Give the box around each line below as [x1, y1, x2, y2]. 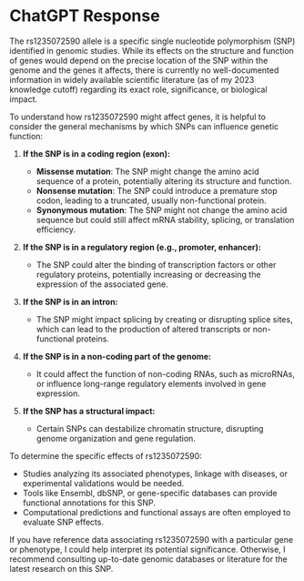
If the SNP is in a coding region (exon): [22, 148, 171, 159]
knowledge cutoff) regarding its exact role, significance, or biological [9, 84, 268, 95]
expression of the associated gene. [35, 279, 168, 290]
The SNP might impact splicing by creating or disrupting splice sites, [35, 313, 293, 324]
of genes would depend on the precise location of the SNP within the [9, 55, 269, 66]
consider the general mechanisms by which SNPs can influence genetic [9, 120, 279, 132]
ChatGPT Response [9, 5, 161, 26]
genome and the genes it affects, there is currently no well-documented [9, 65, 279, 76]
